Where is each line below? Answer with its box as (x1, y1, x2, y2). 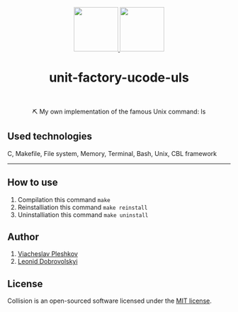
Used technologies (7, 130, 93, 143)
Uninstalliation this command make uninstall (17, 210, 149, 219)
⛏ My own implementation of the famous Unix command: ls (32, 107, 206, 116)
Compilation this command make (17, 195, 111, 204)
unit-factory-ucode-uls (49, 69, 189, 86)
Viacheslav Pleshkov (17, 250, 78, 258)
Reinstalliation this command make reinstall (17, 203, 148, 211)
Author (7, 230, 39, 243)
